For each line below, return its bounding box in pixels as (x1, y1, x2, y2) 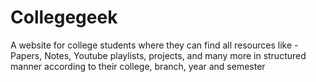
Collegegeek (10, 6, 118, 29)
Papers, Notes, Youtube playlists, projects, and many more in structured (10, 49, 307, 61)
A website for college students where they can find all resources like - (10, 39, 299, 51)
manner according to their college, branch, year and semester (10, 60, 266, 72)
